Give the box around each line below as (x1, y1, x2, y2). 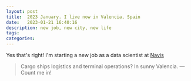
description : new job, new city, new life (6, 24, 112, 31)
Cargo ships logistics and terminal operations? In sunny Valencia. (20, 63, 179, 70)
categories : (6, 36, 35, 41)
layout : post (6, 8, 38, 15)
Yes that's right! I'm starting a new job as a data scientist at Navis (6, 52, 165, 58)
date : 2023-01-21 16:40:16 (6, 19, 78, 25)
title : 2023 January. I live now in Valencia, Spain (6, 14, 141, 20)
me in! (36, 69, 52, 76)
